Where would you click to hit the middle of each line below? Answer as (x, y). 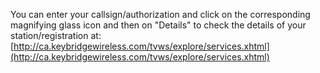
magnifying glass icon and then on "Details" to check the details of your (158, 25)
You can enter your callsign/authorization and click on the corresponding (160, 14)
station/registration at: (56, 35)
